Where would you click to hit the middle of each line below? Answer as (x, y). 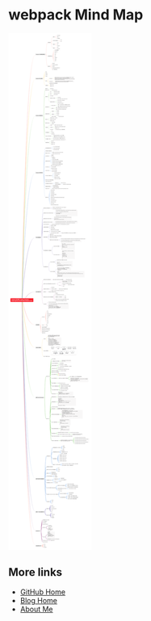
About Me (37, 609)
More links (36, 572)
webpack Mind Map (76, 15)
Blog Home (39, 600)
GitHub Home (43, 592)
